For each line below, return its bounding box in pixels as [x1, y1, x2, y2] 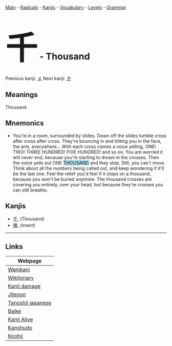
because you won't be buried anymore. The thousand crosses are [12, 176, 152, 182]
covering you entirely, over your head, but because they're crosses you [12, 181, 164, 187]
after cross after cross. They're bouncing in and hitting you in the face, [12, 138, 162, 144]
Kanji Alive [8, 316, 33, 323]
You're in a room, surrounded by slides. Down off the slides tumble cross [12, 133, 167, 139]
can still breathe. [12, 187, 48, 193]
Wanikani [8, 266, 30, 273]
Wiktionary [8, 274, 34, 282]
